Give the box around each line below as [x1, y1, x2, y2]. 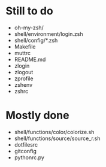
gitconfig [14, 147, 37, 154]
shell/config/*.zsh [14, 37, 58, 44]
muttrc [14, 49, 31, 56]
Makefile [14, 43, 36, 50]
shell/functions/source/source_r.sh [14, 135, 101, 142]
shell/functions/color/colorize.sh [14, 128, 95, 135]
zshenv [14, 81, 33, 88]
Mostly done [5, 109, 69, 122]
